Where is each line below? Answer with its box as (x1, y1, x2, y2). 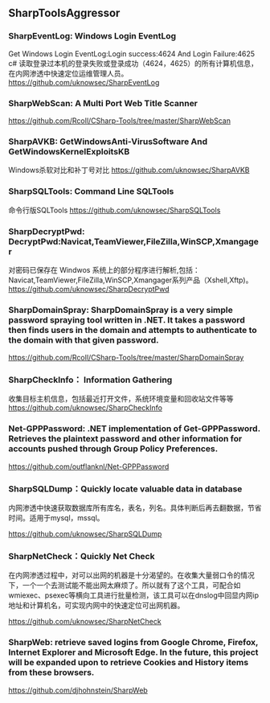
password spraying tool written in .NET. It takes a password (8, 314, 245, 325)
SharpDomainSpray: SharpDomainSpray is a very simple (8, 304, 233, 315)
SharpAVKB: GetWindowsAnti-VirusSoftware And (8, 136, 208, 147)
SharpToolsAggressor (8, 6, 121, 20)
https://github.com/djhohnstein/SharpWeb (8, 685, 149, 695)
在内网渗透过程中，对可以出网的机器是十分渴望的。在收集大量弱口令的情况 (8, 570, 255, 580)
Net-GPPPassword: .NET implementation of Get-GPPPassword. (8, 423, 261, 434)
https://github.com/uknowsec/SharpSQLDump (8, 529, 162, 539)
